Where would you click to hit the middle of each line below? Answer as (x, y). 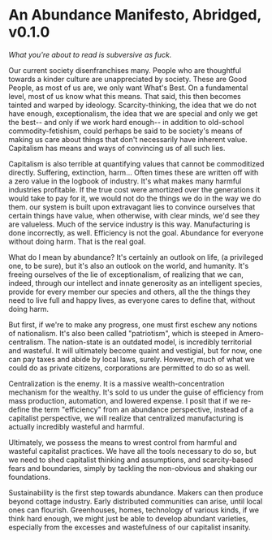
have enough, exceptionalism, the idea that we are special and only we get (133, 113)
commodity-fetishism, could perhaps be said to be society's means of (125, 131)
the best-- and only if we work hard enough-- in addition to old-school (126, 122)
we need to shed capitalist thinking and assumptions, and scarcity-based (131, 460)
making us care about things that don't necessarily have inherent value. (128, 139)
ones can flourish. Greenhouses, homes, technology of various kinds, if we (134, 510)
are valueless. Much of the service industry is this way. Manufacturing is (130, 224)
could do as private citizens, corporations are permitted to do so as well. (130, 368)
